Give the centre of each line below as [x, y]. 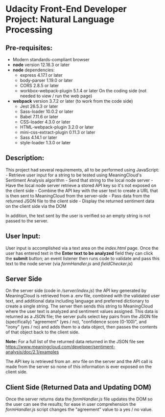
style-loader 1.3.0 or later [45, 143]
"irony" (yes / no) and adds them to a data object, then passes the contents [82, 327]
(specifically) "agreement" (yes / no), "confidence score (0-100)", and [76, 322]
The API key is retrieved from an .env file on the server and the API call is [79, 362]
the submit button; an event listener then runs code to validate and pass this [82, 258]
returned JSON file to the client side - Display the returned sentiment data [80, 201]
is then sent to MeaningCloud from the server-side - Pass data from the [78, 196]
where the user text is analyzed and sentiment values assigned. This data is [82, 311]
